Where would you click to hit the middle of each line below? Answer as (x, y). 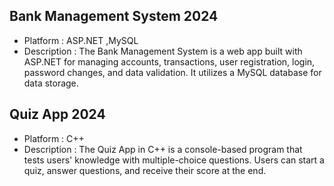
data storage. (51, 83)
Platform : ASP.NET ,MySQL (81, 40)
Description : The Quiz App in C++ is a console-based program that (163, 149)
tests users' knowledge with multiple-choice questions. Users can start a (174, 160)
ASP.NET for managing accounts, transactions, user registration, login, (169, 61)
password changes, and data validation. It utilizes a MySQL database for (172, 72)
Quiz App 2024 (57, 114)
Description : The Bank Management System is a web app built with (163, 51)
